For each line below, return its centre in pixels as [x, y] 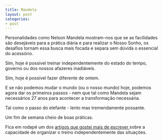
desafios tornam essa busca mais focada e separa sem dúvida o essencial [82, 48]
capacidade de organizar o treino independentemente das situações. [76, 133]
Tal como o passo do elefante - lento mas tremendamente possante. [75, 108]
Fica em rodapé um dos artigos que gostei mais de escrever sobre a [75, 127]
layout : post [19, 14]
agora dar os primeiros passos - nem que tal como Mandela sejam [73, 93]
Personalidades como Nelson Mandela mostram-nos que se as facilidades [81, 38]
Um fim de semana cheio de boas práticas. [49, 118]
